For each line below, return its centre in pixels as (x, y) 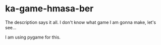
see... (11, 27)
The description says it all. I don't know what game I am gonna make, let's (80, 22)
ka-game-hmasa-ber (49, 9)
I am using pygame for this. (33, 37)
